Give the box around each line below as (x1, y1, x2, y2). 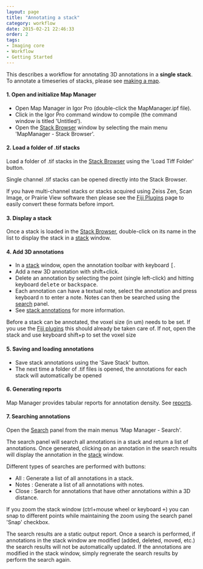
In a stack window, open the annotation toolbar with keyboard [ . (15, 261, 176, 269)
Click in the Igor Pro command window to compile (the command (15, 110, 178, 118)
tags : (6, 37, 20, 43)
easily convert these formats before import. (6, 201, 115, 208)
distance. (15, 494, 39, 501)
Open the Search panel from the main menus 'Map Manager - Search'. (6, 426, 182, 434)
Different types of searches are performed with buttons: (6, 463, 147, 470)
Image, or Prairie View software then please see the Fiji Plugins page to (6, 194, 184, 201)
